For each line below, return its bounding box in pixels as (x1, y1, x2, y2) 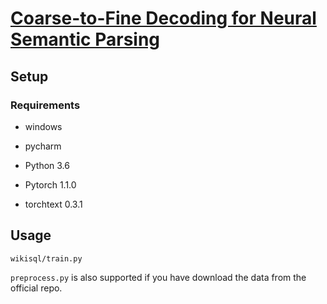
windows (24, 120, 63, 132)
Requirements (10, 98, 81, 112)
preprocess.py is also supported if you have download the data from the (10, 271, 307, 283)
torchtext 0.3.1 (24, 198, 83, 210)
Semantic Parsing (10, 28, 161, 51)
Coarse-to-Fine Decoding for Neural (10, 7, 317, 30)
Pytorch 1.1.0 (24, 178, 77, 191)
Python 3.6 (24, 159, 70, 171)
